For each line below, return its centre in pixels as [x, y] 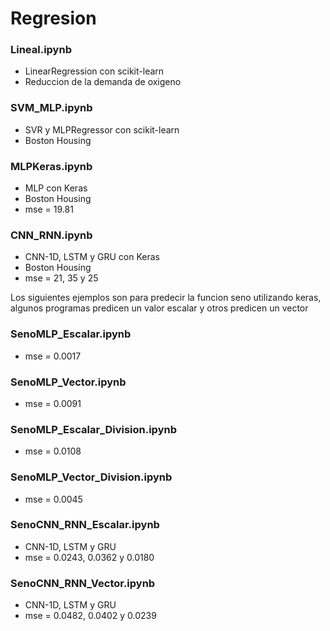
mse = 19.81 [49, 209]
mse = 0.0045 [53, 499]
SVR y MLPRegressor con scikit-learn [102, 129]
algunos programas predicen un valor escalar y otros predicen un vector [159, 308]
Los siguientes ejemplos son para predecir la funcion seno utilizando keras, [166, 298]
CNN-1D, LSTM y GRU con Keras [92, 257]
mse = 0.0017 [53, 356]
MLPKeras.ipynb [51, 166]
